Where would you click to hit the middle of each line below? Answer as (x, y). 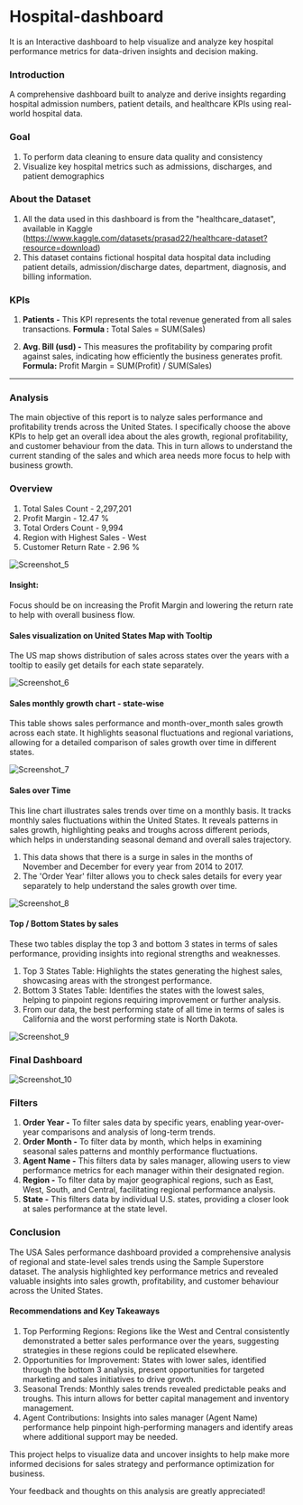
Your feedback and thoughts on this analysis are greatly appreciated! (138, 1491)
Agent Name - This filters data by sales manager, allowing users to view (156, 1161)
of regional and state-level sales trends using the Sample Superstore (137, 1261)
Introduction (37, 74)
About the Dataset (50, 199)
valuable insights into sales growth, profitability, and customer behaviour (144, 1281)
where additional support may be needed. (100, 1436)
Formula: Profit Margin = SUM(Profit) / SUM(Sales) (117, 366)
